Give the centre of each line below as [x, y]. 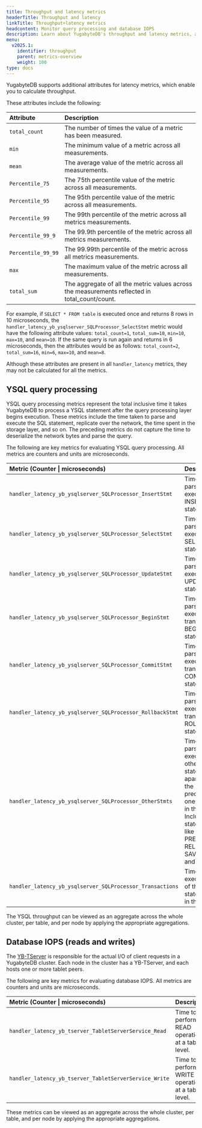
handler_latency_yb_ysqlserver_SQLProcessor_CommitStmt [91, 665]
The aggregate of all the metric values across [128, 284]
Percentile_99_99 [34, 253]
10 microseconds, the [33, 321]
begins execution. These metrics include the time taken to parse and [91, 417]
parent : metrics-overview [50, 57]
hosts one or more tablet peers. [45, 969]
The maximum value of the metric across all [126, 267]
